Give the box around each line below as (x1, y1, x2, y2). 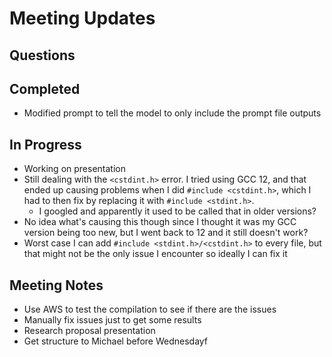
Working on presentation (23, 163, 126, 175)
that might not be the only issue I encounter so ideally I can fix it (23, 248, 288, 260)
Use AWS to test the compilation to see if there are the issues (23, 303, 277, 316)
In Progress (9, 136, 82, 153)
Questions (9, 47, 76, 64)
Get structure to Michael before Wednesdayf (23, 335, 209, 347)
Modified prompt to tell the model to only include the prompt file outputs (23, 107, 322, 119)
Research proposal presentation (23, 325, 156, 337)
